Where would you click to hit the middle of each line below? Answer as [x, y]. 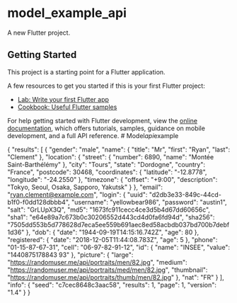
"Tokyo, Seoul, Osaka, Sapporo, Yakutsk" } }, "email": [85, 187]
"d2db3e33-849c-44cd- [185, 194]
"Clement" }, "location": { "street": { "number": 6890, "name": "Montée [111, 156]
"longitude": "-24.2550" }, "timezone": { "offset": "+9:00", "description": [112, 179]
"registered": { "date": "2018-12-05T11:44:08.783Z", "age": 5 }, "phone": [112, 239]
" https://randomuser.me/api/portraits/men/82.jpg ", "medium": [97, 262]
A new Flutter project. [39, 33]
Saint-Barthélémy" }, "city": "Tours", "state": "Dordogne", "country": [106, 164]
